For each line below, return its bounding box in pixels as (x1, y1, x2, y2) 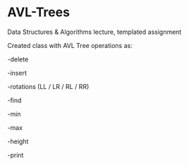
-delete (7, 54, 29, 64)
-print (7, 150, 24, 159)
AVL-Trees (7, 4, 71, 20)
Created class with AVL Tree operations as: (7, 41, 133, 49)
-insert (7, 69, 27, 77)
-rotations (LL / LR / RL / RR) (7, 82, 90, 90)
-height (7, 137, 29, 146)
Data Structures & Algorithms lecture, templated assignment (7, 28, 182, 36)
